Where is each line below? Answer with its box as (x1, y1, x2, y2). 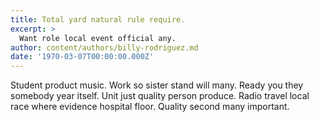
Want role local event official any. (19, 33, 177, 43)
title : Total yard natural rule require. (10, 14, 186, 25)
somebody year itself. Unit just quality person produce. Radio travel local (10, 90, 310, 102)
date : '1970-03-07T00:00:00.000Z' (10, 52, 155, 62)
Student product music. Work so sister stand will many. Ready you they (10, 79, 304, 91)
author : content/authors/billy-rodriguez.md (10, 42, 199, 53)
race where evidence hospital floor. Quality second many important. (10, 101, 290, 113)
